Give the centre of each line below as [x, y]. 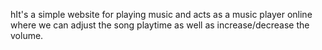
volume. [27, 35]
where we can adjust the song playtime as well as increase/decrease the [160, 25]
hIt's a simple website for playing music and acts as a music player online [161, 14]
